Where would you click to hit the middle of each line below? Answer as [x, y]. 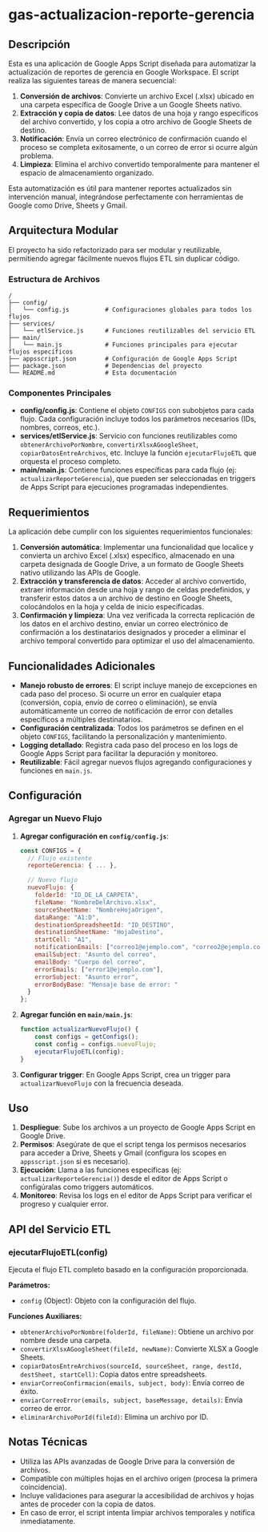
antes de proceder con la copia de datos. [88, 1504]
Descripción [39, 44]
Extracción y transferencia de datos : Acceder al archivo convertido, [133, 581]
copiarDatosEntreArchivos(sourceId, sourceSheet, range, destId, [131, 1367]
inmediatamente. [48, 1521]
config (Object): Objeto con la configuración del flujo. [108, 1301]
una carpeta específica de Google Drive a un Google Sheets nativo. [131, 105]
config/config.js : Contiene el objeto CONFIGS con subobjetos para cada [137, 410]
